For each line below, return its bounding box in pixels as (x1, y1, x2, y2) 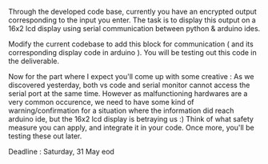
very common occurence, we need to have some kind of (8, 98, 194, 106)
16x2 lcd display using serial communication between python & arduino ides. (8, 24, 261, 33)
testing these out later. (8, 131, 82, 141)
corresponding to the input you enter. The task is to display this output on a (8, 15, 256, 25)
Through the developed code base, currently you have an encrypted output (8, 7, 258, 16)
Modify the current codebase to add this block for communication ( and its (8, 39, 254, 49)
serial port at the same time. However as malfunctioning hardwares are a (8, 89, 248, 98)
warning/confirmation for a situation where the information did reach (8, 106, 234, 115)
